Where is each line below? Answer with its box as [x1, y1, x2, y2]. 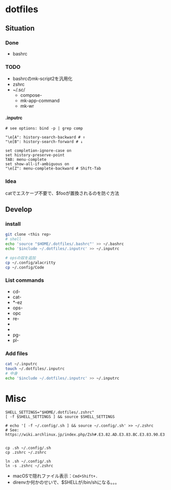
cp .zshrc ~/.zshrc [5, 450, 47, 455]
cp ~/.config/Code [5, 265, 44, 270]
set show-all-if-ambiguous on [5, 161, 70, 167]
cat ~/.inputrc [5, 362, 38, 367]
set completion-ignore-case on [5, 148, 72, 153]
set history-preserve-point [5, 153, 65, 158]
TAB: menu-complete [5, 157, 47, 162]
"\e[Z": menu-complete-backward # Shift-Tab [5, 166, 101, 171]
